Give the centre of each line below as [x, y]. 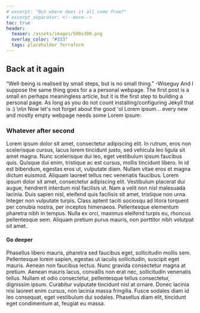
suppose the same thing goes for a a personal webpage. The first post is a [98, 89]
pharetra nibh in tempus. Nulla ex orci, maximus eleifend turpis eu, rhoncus [99, 213]
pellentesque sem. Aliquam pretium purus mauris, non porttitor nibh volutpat [100, 219]
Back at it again [35, 69]
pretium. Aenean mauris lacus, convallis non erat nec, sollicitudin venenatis [99, 272]
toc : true [19, 23]
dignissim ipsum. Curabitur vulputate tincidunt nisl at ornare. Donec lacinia [98, 284]
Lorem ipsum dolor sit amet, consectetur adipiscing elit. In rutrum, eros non [99, 143]
